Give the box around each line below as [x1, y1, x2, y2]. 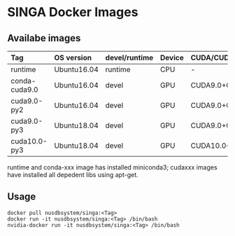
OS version [54, 53, 92, 62]
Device [159, 53, 184, 62]
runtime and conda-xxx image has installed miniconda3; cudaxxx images [7, 163, 218, 172]
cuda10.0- [10, 137, 48, 146]
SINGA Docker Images [7, 4, 138, 20]
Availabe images [7, 32, 81, 44]
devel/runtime [105, 53, 154, 62]
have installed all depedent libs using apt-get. [7, 171, 138, 179]
